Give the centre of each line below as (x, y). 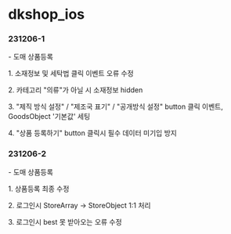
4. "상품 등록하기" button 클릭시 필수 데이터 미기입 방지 (93, 133)
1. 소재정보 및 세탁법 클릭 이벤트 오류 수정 (71, 74)
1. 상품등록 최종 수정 (39, 189)
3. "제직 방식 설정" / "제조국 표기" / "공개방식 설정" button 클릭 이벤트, (115, 106)
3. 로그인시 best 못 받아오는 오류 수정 (65, 221)
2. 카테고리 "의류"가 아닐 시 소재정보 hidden (76, 90)
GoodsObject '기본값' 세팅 (49, 117)
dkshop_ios (47, 14)
